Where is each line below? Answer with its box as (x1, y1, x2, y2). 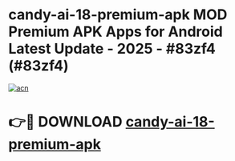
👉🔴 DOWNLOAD (8, 113, 123, 131)
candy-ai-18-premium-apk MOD (8, 6, 228, 24)
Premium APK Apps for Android (8, 22, 223, 41)
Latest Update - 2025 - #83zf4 (8, 40, 217, 58)
